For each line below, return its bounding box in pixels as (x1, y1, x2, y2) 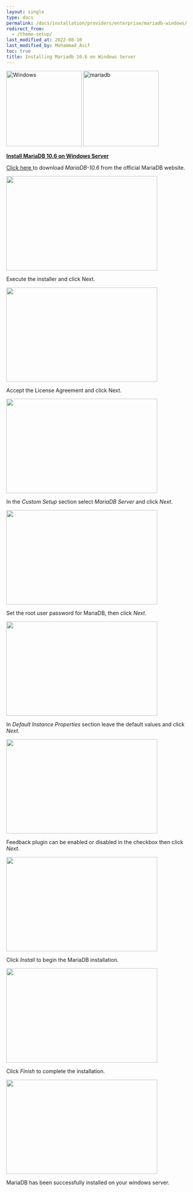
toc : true (6, 48, 31, 54)
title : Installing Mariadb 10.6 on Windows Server (6, 54, 136, 60)
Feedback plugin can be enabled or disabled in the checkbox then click (6, 838, 184, 845)
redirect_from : (6, 25, 45, 32)
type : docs (6, 14, 34, 21)
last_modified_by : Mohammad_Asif (6, 43, 90, 49)
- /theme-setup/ (11, 31, 52, 37)
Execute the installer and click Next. (6, 275, 95, 283)
